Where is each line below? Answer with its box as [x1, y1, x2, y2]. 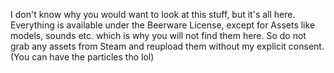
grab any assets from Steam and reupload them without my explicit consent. [10, 40, 325, 52]
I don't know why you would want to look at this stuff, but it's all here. [10, 9, 296, 20]
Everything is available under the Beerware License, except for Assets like [10, 19, 316, 31]
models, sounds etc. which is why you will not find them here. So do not [10, 30, 307, 41]
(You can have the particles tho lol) [10, 51, 155, 63]
